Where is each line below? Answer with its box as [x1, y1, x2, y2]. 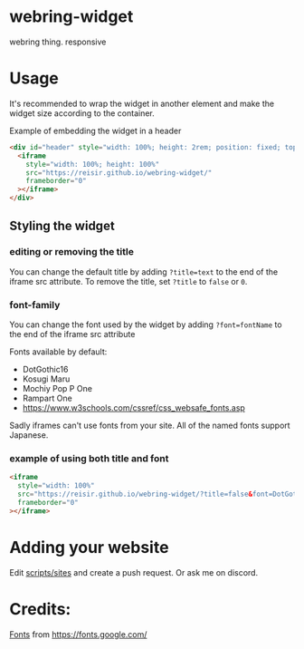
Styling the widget [9, 218, 115, 234]
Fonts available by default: [9, 346, 108, 357]
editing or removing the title [9, 246, 134, 258]
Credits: [9, 598, 71, 619]
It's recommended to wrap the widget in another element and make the [9, 98, 274, 109]
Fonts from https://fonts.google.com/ [9, 628, 147, 640]
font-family [9, 298, 61, 311]
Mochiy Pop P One [22, 383, 93, 393]
